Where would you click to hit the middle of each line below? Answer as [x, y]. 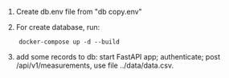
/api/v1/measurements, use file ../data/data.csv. [95, 65]
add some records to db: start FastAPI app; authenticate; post [118, 57]
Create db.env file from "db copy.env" [79, 12]
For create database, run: [58, 27]
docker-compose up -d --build [70, 42]
